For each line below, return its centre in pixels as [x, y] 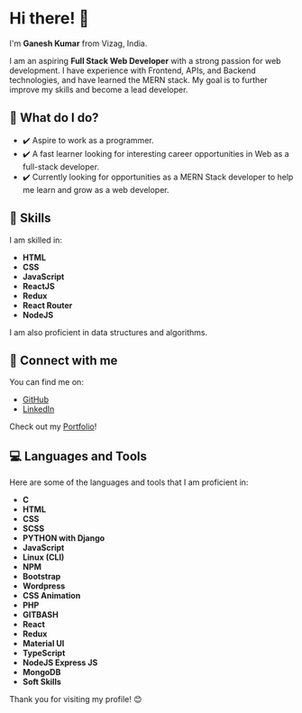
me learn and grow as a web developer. [96, 189]
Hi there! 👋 [50, 18]
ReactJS [39, 286]
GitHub [36, 399]
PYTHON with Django [64, 538]
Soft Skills [41, 682]
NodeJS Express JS [60, 663]
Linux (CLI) [43, 557]
